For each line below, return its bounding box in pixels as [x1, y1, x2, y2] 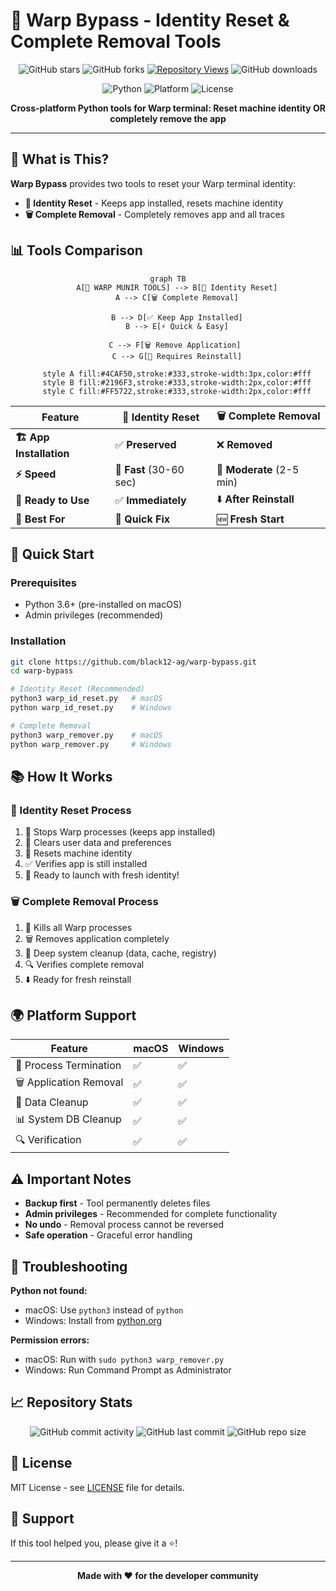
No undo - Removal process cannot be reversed [24, 1219, 224, 1231]
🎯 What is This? [10, 151, 110, 168]
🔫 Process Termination [15, 1059, 122, 1073]
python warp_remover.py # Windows [10, 739, 172, 749]
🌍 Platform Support [10, 1007, 137, 1024]
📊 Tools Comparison [10, 242, 143, 259]
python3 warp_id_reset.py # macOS [10, 694, 163, 704]
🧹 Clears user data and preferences [24, 837, 172, 849]
